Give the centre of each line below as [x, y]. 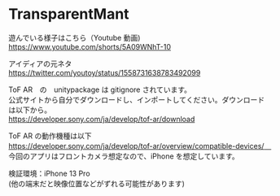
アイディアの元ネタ [40, 63]
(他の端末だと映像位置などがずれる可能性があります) [97, 183]
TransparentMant [69, 14]
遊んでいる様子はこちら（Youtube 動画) [74, 37]
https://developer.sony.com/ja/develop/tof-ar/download [102, 119]
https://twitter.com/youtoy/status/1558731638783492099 [105, 72]
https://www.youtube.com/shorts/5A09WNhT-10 [90, 46]
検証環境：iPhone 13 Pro [50, 173]
